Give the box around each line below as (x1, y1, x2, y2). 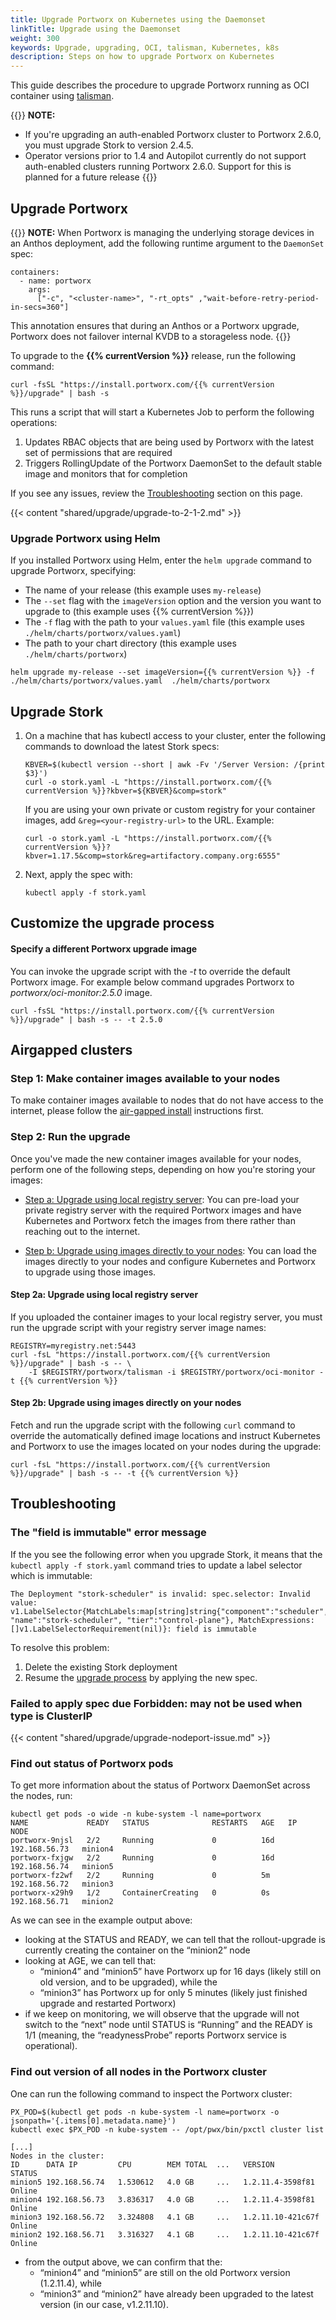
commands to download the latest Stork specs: (24, 741, 220, 753)
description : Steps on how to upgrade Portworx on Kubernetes (10, 52, 275, 62)
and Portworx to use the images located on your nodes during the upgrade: (10, 1441, 322, 1453)
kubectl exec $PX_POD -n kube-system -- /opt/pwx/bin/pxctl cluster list (10, 2124, 325, 2135)
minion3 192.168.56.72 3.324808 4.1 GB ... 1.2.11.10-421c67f (10, 2212, 320, 2222)
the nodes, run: (10, 1790, 73, 1802)
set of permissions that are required (24, 446, 173, 458)
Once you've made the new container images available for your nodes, (10, 1152, 302, 1165)
